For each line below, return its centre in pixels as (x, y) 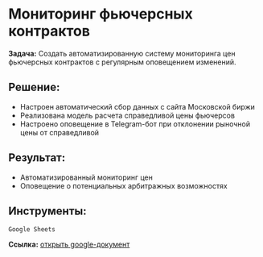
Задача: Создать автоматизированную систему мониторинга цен (122, 53)
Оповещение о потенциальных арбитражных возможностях (123, 185)
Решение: (34, 87)
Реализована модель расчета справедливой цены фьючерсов (127, 115)
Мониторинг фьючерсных (101, 14)
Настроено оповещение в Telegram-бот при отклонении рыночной (135, 124)
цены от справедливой (59, 132)
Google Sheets (32, 230)
